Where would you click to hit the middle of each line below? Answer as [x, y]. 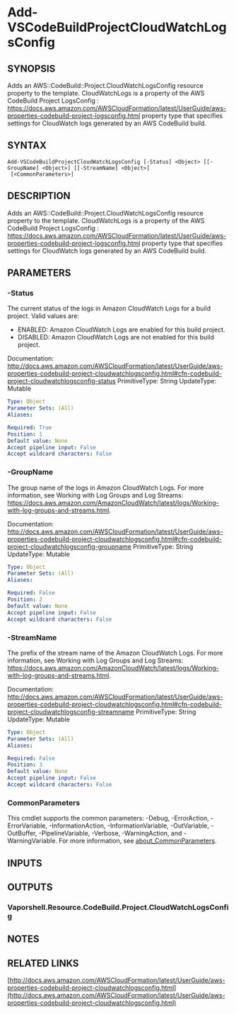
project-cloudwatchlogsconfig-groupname [70, 546]
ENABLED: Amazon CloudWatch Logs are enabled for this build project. [121, 329]
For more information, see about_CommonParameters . [138, 841]
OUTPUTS [30, 887]
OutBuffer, [22, 833]
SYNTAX [27, 146]
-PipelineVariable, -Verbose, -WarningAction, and [110, 833]
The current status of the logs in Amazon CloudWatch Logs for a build [109, 308]
